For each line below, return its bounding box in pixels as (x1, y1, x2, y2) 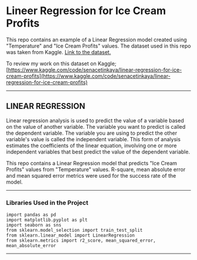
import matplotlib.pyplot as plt (6, 217, 88, 223)
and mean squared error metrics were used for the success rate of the (6, 172, 176, 179)
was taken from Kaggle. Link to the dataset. (6, 48, 111, 55)
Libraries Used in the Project (6, 198, 89, 206)
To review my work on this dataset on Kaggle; (6, 60, 117, 67)
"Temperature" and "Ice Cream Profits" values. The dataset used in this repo (6, 42, 191, 49)
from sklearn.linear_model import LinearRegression (6, 232, 135, 239)
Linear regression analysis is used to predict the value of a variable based (6, 116, 184, 124)
